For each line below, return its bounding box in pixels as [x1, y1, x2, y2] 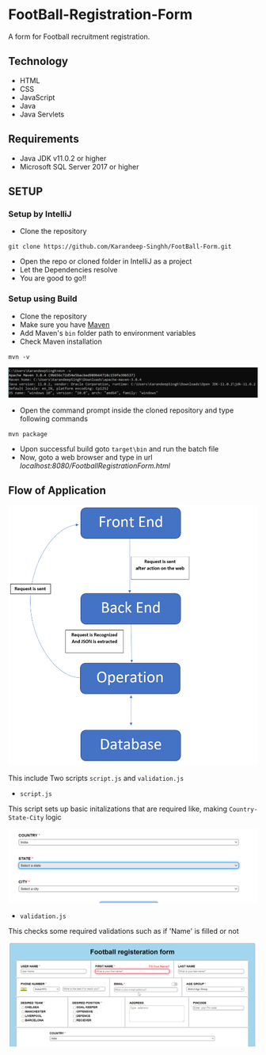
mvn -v [8, 352, 30, 361]
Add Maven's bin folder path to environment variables [19, 328, 196, 337]
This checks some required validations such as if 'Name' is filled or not [8, 927, 239, 936]
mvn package [8, 430, 47, 438]
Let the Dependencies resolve [19, 265, 118, 275]
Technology [8, 55, 69, 68]
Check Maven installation [19, 337, 103, 346]
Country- [229, 806, 258, 813]
